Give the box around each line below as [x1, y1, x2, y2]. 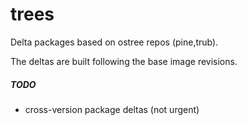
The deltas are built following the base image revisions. [10, 55, 238, 67]
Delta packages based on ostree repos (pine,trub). [10, 36, 219, 48]
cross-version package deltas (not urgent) [24, 103, 200, 115]
